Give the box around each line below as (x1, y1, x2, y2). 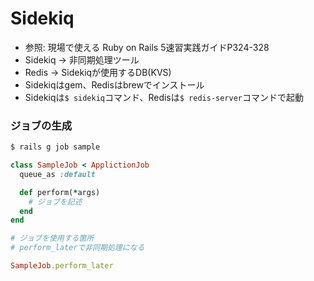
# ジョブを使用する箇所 (10, 233, 95, 244)
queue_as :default (19, 169, 97, 179)
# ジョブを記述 (28, 197, 83, 207)
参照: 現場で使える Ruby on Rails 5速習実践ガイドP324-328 (24, 41, 270, 53)
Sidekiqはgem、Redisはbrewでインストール (24, 78, 205, 91)
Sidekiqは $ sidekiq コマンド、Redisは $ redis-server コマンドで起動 (24, 91, 304, 103)
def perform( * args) (19, 187, 101, 197)
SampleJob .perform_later (10, 261, 114, 271)
